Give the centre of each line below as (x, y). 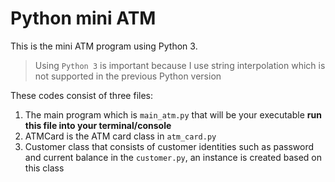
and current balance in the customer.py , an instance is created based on (173, 157)
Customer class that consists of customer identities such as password (169, 146)
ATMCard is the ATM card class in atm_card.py (120, 136)
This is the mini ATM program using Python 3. (104, 46)
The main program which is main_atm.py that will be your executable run (173, 114)
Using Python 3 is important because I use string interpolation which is (180, 65)
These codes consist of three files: (81, 95)
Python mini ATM (83, 18)
